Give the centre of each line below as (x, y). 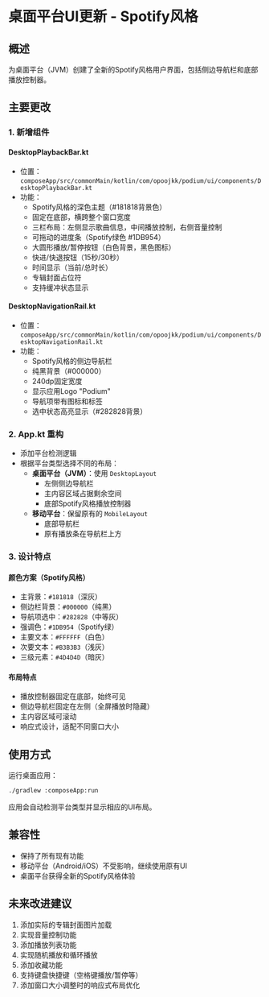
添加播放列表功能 (48, 945)
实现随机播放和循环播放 (59, 954)
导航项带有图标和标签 (67, 401)
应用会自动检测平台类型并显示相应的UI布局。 (82, 807)
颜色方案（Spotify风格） (49, 577)
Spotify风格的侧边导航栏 (72, 361)
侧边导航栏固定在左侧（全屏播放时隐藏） (87, 706)
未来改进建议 (40, 904)
